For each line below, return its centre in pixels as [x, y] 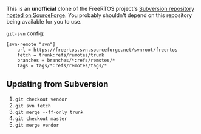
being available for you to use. [44, 22]
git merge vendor [37, 125]
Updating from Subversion [57, 84]
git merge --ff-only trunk [49, 112]
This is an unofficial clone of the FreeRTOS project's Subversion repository [101, 9]
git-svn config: [25, 33]
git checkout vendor [41, 99]
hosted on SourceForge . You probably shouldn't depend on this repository [99, 15]
